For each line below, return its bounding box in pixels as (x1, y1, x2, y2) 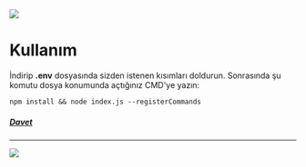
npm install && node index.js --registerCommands (9, 97, 202, 106)
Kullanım (9, 40, 77, 61)
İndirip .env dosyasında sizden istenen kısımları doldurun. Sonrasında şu (9, 70, 281, 81)
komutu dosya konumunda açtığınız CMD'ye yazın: (9, 79, 200, 90)
